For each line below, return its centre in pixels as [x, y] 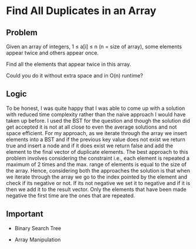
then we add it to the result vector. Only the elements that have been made [96, 189]
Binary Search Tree [38, 228]
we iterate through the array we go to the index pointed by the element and [97, 177]
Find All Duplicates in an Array [81, 11]
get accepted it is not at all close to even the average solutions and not [92, 127]
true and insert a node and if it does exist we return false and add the [89, 146]
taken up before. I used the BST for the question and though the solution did [98, 120]
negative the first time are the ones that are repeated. [71, 196]
